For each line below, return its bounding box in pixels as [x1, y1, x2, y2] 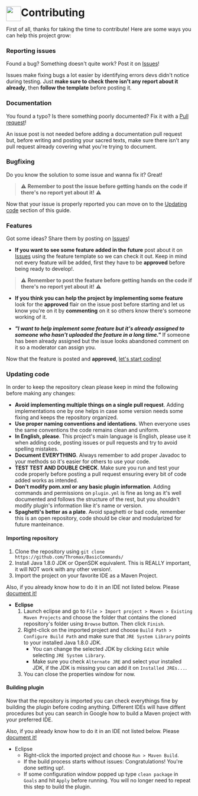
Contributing [21, 6, 85, 20]
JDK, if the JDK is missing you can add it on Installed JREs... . [32, 664, 187, 671]
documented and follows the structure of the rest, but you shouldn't [14, 495, 180, 503]
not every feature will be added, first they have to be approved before [14, 259, 186, 266]
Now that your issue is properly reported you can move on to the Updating [6, 200, 187, 207]
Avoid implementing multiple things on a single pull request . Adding [14, 401, 184, 408]
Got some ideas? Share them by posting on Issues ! [6, 235, 130, 242]
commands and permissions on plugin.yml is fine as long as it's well [14, 490, 181, 497]
